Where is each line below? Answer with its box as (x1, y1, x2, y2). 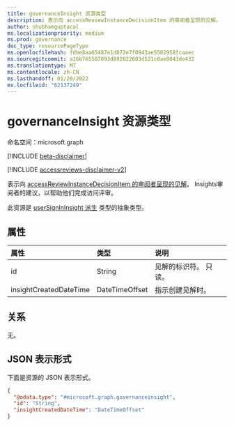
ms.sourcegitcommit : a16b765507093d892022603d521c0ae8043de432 (7, 56, 195, 63)
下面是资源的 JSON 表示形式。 (7, 373, 95, 381)
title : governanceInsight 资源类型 (7, 10, 107, 17)
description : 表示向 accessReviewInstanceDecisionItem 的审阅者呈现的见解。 (7, 17, 221, 24)
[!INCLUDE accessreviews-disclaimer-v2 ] (7, 165, 127, 174)
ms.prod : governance (7, 36, 68, 43)
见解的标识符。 (154, 262, 204, 271)
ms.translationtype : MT (7, 62, 77, 69)
